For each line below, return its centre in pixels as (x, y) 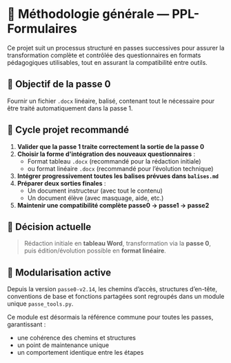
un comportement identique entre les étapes (80, 353)
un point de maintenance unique (63, 345)
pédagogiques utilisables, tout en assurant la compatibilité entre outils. (108, 62)
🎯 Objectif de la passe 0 (59, 85)
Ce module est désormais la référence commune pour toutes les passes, (110, 317)
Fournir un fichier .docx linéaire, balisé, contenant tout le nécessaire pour (111, 101)
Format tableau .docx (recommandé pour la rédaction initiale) (114, 161)
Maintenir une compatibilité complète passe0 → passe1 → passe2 (113, 205)
